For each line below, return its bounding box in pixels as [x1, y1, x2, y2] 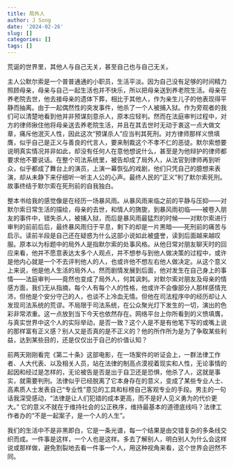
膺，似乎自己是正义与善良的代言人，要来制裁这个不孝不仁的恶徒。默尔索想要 [7, 138, 227, 146]
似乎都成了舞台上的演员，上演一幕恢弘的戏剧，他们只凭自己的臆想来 [19, 164, 214, 173]
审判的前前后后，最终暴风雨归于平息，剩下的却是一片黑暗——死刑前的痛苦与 [7, 223, 227, 230]
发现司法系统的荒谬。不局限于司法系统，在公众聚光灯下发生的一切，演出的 [7, 301, 221, 309]
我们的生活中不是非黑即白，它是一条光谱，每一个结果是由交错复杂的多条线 [7, 426, 221, 434]
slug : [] [7, 29, 33, 37]
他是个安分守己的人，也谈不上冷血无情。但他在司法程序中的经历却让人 [25, 292, 227, 300]
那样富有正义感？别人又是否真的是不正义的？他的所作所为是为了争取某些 [13, 327, 221, 335]
